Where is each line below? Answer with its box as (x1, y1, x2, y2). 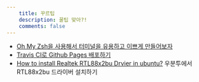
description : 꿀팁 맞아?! (19, 16, 87, 23)
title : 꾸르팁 (19, 10, 55, 17)
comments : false (19, 23, 66, 29)
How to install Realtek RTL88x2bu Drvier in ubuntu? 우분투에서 (16, 59, 193, 68)
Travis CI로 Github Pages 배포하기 (16, 51, 112, 59)
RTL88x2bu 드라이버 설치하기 (16, 68, 98, 76)
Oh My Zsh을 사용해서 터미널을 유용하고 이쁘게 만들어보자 (16, 42, 173, 51)
